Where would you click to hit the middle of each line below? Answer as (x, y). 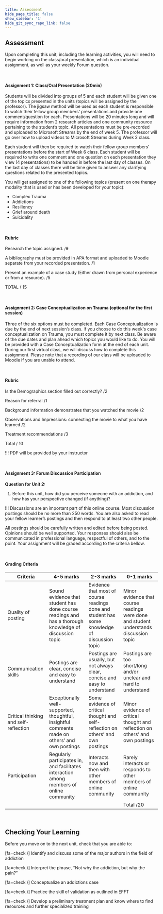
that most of (102, 591)
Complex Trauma (29, 197)
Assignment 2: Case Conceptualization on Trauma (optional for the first (79, 308)
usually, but (102, 660)
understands (138, 627)
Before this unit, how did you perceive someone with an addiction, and (82, 494)
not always (101, 666)
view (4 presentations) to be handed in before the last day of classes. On (78, 162)
